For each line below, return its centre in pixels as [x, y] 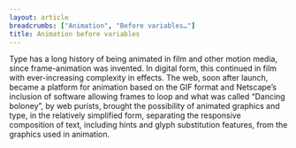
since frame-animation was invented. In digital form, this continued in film [143, 68]
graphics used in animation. [60, 135]
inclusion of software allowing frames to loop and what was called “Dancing [147, 97]
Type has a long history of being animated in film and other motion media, [144, 59]
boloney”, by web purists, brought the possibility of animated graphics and [144, 106]
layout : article [39, 17]
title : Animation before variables [75, 34]
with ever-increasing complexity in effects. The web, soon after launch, [139, 78]
